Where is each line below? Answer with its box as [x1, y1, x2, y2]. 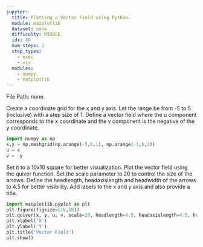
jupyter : [6, 8, 28, 15]
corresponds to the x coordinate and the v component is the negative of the [6, 117, 195, 125]
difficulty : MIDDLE [11, 31, 61, 38]
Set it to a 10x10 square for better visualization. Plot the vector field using [6, 163, 188, 171]
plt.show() [6, 234, 34, 241]
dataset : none [11, 25, 47, 32]
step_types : [11, 48, 42, 54]
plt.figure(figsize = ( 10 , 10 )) [6, 206, 80, 212]
